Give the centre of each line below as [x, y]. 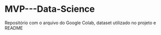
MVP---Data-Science [50, 9]
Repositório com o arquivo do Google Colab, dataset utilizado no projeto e [80, 23]
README [14, 28]
